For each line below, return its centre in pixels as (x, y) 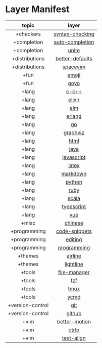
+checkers (28, 34)
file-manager (74, 272)
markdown (74, 173)
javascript (74, 157)
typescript (74, 206)
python (74, 182)
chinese (74, 223)
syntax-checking (74, 34)
